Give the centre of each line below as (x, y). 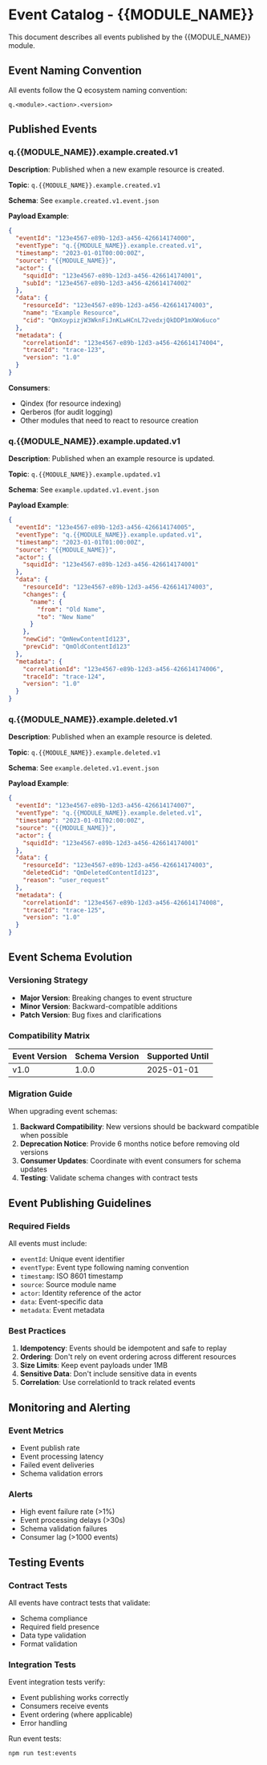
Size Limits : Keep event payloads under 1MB (94, 1366)
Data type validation (53, 1635)
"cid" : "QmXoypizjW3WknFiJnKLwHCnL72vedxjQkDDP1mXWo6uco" (121, 320)
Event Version (40, 1056)
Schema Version (107, 1056)
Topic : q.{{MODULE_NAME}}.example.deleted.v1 (85, 752)
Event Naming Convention (75, 71)
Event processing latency (62, 1456)
